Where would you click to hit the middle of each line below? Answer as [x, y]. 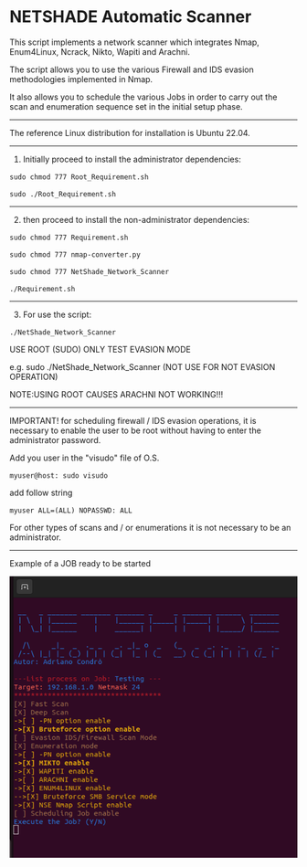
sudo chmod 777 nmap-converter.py [75, 254]
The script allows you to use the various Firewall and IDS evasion [132, 69]
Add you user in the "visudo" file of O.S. [85, 458]
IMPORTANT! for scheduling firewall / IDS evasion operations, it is [133, 420]
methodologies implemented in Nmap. [81, 79]
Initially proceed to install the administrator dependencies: [132, 159]
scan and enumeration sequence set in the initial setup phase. [127, 106]
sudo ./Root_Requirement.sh [63, 194]
